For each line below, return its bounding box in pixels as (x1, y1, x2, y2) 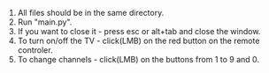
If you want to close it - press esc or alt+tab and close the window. (17, 26, 261, 36)
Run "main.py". (17, 17, 73, 27)
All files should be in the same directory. (17, 8, 165, 18)
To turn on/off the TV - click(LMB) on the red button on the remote (17, 35, 260, 46)
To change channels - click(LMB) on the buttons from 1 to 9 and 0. (17, 55, 259, 64)
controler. (17, 45, 53, 55)
